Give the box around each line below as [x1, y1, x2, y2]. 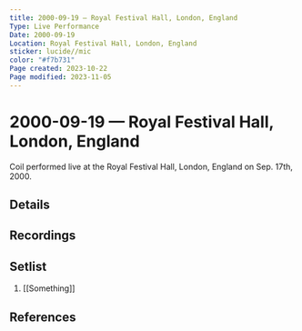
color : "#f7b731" [9, 55, 75, 65]
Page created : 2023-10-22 [9, 65, 107, 74]
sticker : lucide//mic [9, 47, 92, 56]
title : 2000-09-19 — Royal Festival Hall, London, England [9, 13, 238, 23]
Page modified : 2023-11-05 [9, 73, 112, 82]
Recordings [9, 228, 76, 244]
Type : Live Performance [9, 22, 100, 31]
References [9, 309, 76, 325]
